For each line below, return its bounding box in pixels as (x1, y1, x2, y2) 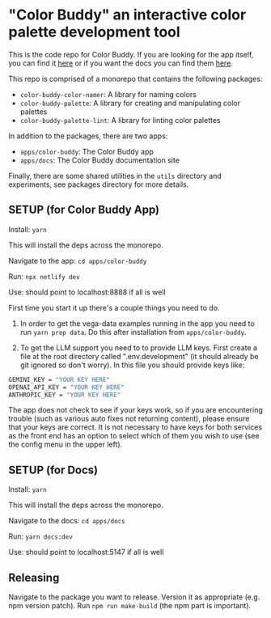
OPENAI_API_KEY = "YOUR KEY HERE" (8, 383, 125, 392)
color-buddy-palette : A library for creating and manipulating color (19, 98, 241, 108)
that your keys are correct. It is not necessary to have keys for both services (8, 422, 263, 432)
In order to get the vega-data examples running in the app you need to (19, 318, 255, 328)
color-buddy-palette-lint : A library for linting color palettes (19, 115, 221, 125)
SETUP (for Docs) (8, 463, 99, 476)
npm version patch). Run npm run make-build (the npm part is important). (8, 601, 252, 610)
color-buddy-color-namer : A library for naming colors (19, 89, 197, 99)
